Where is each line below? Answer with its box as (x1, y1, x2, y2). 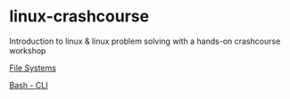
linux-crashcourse (9, 6, 150, 27)
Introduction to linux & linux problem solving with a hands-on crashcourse (9, 36, 281, 46)
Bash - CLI (9, 79, 48, 90)
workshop (9, 45, 46, 55)
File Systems (9, 62, 56, 73)
